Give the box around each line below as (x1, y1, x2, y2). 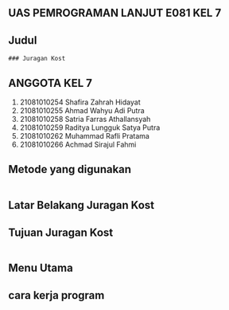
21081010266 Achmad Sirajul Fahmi (19, 139, 137, 150)
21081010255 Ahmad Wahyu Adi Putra (19, 106, 145, 116)
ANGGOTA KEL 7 (8, 76, 93, 90)
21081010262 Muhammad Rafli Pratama (19, 131, 149, 141)
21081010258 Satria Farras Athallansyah (19, 115, 151, 124)
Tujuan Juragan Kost (8, 226, 114, 239)
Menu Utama (8, 261, 73, 275)
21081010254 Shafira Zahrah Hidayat (19, 97, 141, 107)
